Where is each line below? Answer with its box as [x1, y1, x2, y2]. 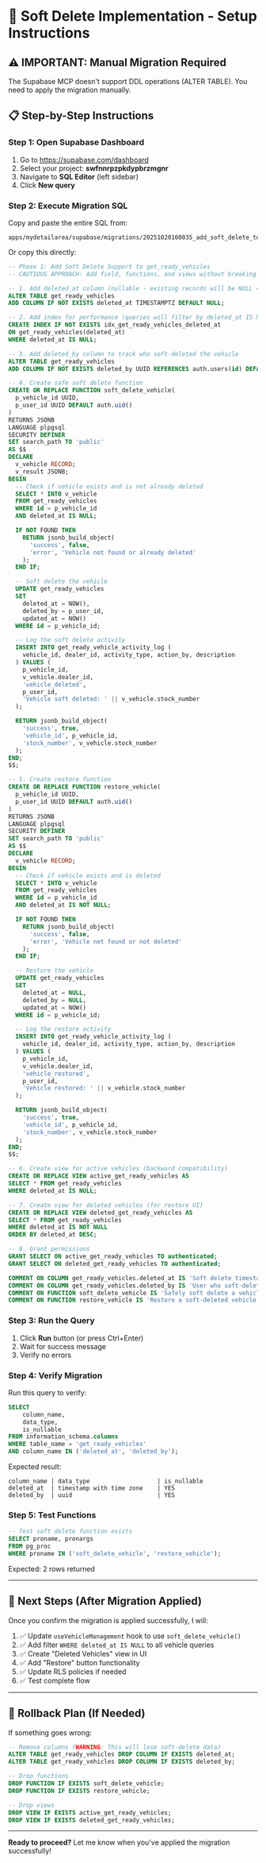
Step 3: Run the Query [8, 1315, 95, 1326]
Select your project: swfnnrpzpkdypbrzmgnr [19, 163, 169, 173]
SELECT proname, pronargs [8, 1535, 93, 1543]
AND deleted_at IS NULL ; [15, 512, 97, 520]
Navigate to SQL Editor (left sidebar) [19, 172, 139, 181]
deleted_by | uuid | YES [8, 1491, 176, 1499]
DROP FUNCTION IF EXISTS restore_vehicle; [8, 1787, 150, 1795]
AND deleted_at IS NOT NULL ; [15, 901, 112, 909]
